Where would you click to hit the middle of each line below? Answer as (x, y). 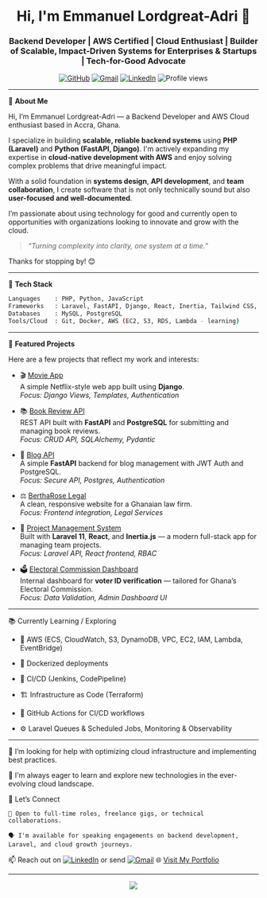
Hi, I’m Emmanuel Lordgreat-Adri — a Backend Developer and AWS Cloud (129, 117)
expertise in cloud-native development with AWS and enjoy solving (120, 158)
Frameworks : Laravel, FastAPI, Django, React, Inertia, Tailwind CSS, (133, 306)
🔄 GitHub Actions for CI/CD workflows (82, 713)
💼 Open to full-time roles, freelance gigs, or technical (106, 814)
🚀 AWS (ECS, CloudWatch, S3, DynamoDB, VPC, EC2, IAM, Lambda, (132, 639)
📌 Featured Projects (42, 344)
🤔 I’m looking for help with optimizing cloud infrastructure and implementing (132, 751)
